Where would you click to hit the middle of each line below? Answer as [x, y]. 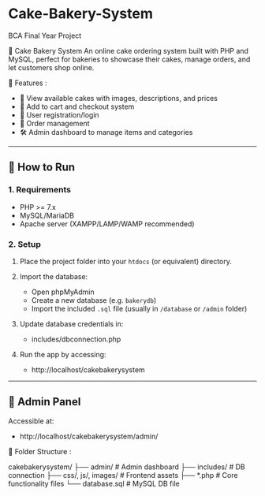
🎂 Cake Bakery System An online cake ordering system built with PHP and [128, 50]
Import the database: [54, 276]
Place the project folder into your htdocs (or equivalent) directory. [126, 261]
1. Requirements [40, 190]
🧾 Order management [54, 123]
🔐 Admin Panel [45, 402]
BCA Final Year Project [45, 35]
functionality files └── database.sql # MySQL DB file [94, 483]
